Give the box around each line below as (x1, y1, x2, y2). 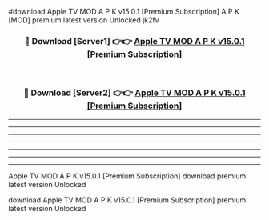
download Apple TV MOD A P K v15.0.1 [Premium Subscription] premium (8, 195, 247, 205)
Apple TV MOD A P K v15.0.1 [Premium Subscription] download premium (8, 171, 247, 181)
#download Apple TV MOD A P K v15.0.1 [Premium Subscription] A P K (8, 7, 240, 16)
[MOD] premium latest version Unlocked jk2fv (8, 15, 159, 25)
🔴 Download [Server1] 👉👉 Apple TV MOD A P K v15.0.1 (24, 35, 245, 46)
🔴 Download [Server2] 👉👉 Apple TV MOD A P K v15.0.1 (23, 87, 246, 98)
